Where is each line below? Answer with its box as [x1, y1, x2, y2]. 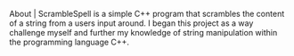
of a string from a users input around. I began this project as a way [9, 18, 254, 28]
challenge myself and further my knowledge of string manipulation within [9, 28, 278, 37]
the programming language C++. [9, 36, 130, 47]
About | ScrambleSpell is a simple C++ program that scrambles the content [9, 9, 285, 19]
